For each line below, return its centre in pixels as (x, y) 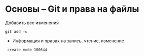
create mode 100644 (27, 50)
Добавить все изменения (32, 23)
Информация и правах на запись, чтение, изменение (68, 41)
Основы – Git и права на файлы (72, 9)
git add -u (16, 31)
